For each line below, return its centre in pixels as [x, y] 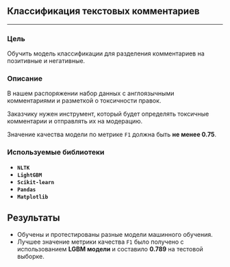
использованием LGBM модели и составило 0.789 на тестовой [110, 249]
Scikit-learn [36, 182]
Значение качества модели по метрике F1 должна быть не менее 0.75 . [112, 135]
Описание [25, 79]
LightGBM [29, 175]
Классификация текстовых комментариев [103, 11]
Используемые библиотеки [56, 152]
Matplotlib [33, 197]
